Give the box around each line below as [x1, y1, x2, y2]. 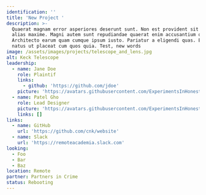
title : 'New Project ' [6, 15, 64, 21]
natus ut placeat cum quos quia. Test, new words [12, 43, 141, 50]
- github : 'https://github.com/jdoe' [22, 83, 120, 89]
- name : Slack [12, 134, 48, 141]
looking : [6, 145, 29, 152]
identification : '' [6, 9, 56, 15]
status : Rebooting [6, 180, 53, 186]
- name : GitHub [12, 123, 51, 129]
